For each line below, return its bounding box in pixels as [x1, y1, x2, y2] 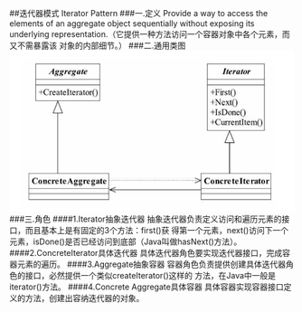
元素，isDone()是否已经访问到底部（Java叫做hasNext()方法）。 [9, 236, 242, 247]
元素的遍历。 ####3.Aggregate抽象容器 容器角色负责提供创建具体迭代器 [16, 259, 287, 269]
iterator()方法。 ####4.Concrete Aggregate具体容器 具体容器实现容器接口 [9, 281, 285, 292]
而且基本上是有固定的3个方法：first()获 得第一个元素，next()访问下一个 [24, 225, 289, 236]
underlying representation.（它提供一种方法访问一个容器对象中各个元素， [9, 29, 283, 39]
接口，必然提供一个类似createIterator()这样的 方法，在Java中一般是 [24, 270, 277, 281]
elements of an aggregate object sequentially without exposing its [9, 18, 255, 29]
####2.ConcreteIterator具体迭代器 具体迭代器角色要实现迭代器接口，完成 [9, 248, 283, 259]
